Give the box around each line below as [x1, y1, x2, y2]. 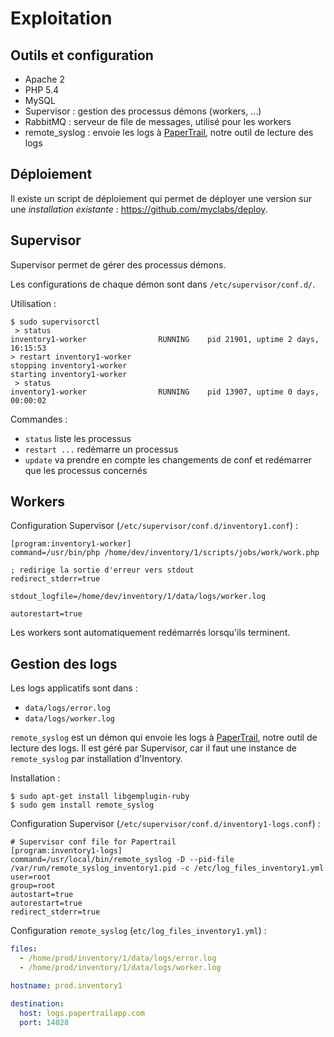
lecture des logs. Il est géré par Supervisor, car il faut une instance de [10, 742, 297, 754]
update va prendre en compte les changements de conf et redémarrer [24, 453, 312, 466]
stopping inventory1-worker [10, 360, 128, 371]
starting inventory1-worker [10, 369, 128, 379]
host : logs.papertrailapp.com [19, 1008, 145, 1018]
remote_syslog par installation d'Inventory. [10, 753, 183, 765]
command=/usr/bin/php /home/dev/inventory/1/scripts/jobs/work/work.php [10, 548, 320, 558]
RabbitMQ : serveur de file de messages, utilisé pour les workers [24, 116, 292, 127]
